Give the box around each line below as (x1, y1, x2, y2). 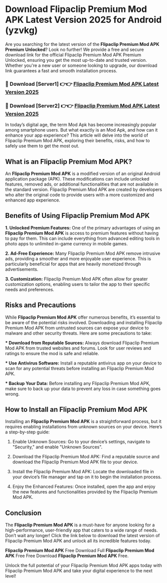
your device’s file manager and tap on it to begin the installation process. (12, 474, 162, 480)
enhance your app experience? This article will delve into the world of (5, 132, 149, 138)
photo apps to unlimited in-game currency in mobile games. (5, 240, 128, 246)
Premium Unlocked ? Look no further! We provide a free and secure (5, 46, 144, 52)
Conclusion (5, 509, 42, 517)
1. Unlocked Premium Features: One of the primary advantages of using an (5, 224, 161, 230)
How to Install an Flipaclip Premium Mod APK (5, 405, 148, 413)
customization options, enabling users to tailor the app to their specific (5, 281, 151, 287)
